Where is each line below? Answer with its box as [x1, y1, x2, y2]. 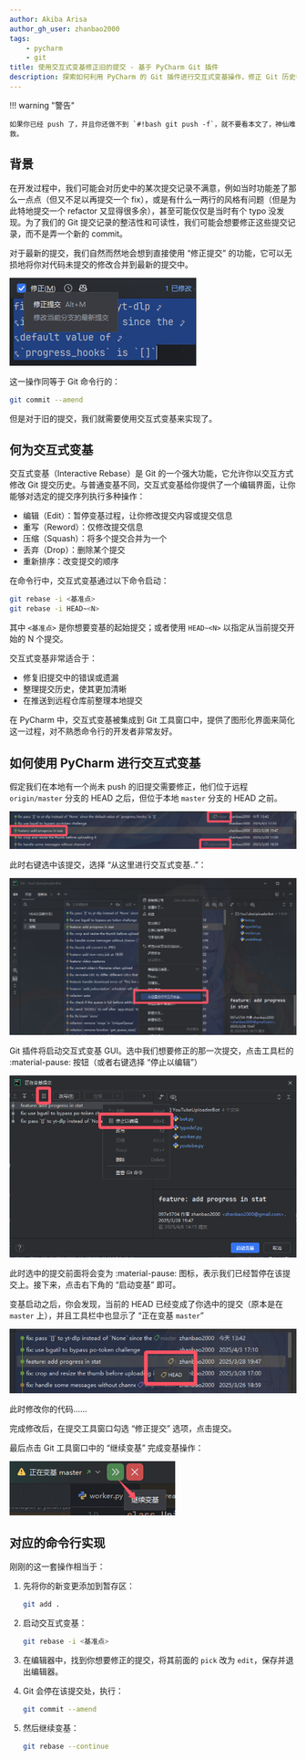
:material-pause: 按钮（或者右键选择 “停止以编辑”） [9, 1056, 202, 1067]
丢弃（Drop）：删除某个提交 [22, 544, 126, 556]
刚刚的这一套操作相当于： [9, 1561, 106, 1572]
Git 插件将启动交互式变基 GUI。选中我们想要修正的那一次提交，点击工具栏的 [9, 1045, 294, 1056]
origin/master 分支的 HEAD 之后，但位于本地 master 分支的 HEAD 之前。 [9, 792, 282, 803]
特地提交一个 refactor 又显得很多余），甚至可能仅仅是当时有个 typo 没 [16, 205, 277, 216]
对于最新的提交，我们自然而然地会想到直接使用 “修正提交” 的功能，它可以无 [9, 247, 293, 258]
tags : [9, 34, 30, 43]
